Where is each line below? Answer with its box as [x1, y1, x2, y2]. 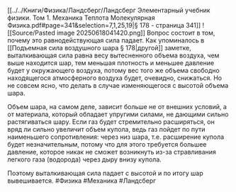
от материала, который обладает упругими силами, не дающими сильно [7, 110, 229, 118]
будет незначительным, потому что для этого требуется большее [7, 140, 207, 148]
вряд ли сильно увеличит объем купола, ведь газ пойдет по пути [7, 125, 206, 133]
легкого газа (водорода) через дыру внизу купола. [7, 155, 162, 164]
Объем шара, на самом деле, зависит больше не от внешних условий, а [7, 103, 227, 111]
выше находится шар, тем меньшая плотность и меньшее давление [7, 59, 215, 67]
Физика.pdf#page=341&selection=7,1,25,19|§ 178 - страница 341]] [7, 21, 201, 29]
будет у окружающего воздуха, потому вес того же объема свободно [7, 67, 220, 74]
